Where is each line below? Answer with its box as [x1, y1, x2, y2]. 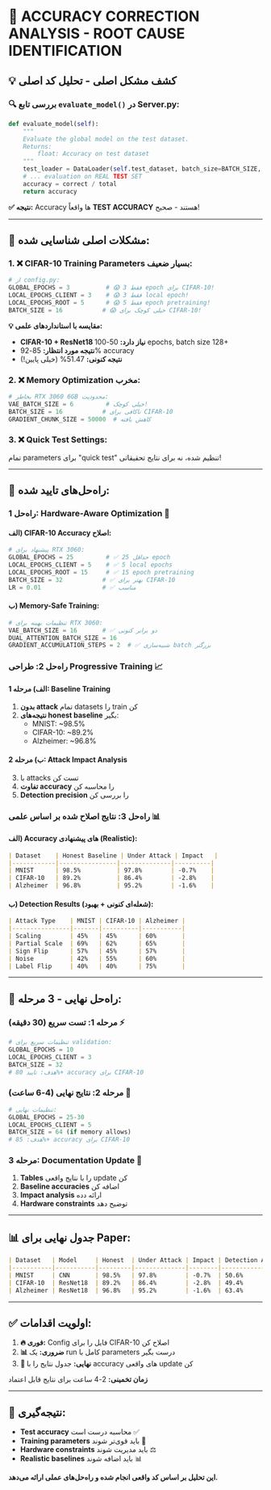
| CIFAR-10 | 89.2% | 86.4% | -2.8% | [8, 874, 215, 882]
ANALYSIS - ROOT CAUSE [8, 24, 186, 43]
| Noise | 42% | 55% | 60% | [8, 954, 186, 962]
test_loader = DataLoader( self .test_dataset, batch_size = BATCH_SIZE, [23, 165, 262, 173]
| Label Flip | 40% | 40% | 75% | [8, 962, 186, 970]
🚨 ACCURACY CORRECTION [8, 7, 200, 26]
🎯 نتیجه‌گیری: [8, 1405, 66, 1419]
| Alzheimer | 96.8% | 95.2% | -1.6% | [8, 882, 215, 890]
